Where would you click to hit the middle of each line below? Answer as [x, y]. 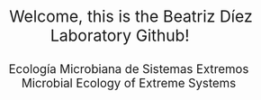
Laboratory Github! [120, 36]
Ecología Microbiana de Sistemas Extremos [129, 69]
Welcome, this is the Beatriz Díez [131, 17]
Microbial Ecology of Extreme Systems [129, 83]
